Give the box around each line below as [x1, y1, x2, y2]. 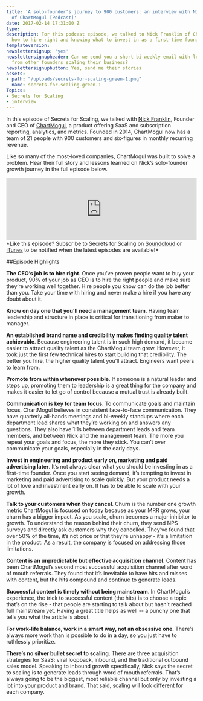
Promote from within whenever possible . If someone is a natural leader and [6, 375, 197, 382]
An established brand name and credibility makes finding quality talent [6, 331, 188, 339]
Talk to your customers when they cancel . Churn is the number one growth [6, 500, 196, 507]
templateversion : [6, 43, 50, 49]
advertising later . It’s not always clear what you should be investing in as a [6, 463, 193, 470]
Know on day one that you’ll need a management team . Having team [6, 307, 180, 314]
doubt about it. [6, 295, 43, 302]
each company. [6, 688, 45, 695]
